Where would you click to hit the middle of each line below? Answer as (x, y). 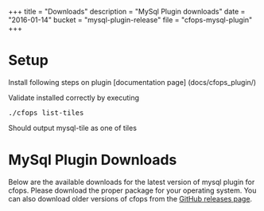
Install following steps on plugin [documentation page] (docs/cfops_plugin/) (132, 82)
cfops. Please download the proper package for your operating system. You (132, 190)
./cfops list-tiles (46, 113)
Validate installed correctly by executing (74, 98)
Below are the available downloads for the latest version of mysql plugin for (132, 182)
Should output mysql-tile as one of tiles (73, 128)
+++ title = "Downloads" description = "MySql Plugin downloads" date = (127, 12)
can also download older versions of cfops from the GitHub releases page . (130, 198)
